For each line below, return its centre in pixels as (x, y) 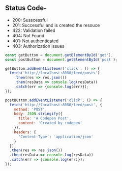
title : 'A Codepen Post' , (45, 118)
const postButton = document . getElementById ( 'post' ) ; (61, 59)
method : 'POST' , (31, 109)
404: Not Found (28, 35)
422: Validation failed (34, 30)
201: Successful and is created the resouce (56, 25)
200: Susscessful (30, 20)
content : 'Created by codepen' (50, 123)
